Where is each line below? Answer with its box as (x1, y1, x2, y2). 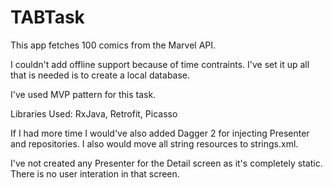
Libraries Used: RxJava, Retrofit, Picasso (10, 107, 178, 120)
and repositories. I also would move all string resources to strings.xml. (10, 137, 299, 150)
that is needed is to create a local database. (10, 69, 191, 81)
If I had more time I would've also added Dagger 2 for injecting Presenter (10, 127, 310, 139)
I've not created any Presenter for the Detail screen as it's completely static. (10, 157, 323, 169)
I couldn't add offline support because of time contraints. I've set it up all (10, 58, 310, 70)
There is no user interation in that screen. (10, 167, 180, 180)
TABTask (10, 6, 85, 29)
